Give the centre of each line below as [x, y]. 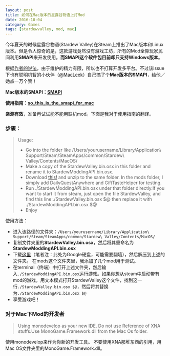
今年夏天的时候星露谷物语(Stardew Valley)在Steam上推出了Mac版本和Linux [84, 45]
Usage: [25, 140]
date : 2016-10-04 [24, 20]
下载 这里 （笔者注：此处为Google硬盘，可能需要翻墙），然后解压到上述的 [89, 255]
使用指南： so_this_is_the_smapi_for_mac [50, 103]
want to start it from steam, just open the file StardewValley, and [93, 194]
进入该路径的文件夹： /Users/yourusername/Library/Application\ [81, 232]
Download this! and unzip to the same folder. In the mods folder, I [94, 177]
